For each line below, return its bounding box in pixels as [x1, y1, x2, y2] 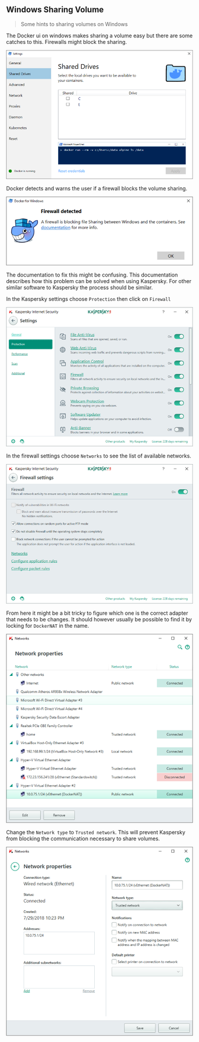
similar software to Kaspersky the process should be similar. [6, 284, 153, 291]
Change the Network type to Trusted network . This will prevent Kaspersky [6, 829, 185, 836]
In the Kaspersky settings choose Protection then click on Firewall [6, 295, 171, 302]
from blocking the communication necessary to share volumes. [6, 835, 160, 842]
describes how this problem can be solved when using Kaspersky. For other [6, 277, 192, 284]
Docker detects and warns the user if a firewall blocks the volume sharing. [6, 185, 188, 192]
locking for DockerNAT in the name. [6, 622, 89, 629]
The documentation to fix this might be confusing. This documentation [6, 271, 178, 278]
